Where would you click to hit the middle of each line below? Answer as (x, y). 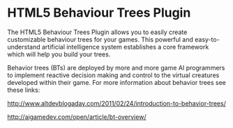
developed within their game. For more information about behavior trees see (117, 82)
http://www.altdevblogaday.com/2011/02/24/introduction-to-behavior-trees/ (117, 103)
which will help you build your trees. (59, 54)
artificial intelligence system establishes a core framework (125, 47)
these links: (24, 90)
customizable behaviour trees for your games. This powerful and (100, 39)
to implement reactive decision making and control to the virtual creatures (113, 75)
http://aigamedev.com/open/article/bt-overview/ (77, 117)
